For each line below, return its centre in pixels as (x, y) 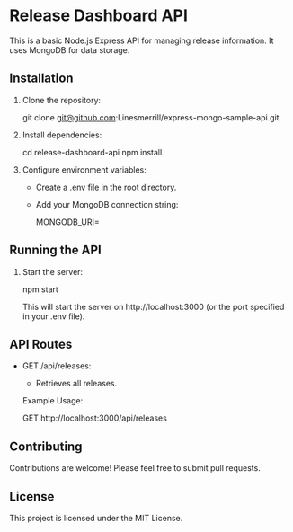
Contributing (46, 446)
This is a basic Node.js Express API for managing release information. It (142, 40)
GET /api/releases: (57, 366)
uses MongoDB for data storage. (70, 49)
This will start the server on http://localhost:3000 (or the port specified (153, 306)
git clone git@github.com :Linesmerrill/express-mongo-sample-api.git (151, 117)
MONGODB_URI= (68, 222)
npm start (40, 289)
